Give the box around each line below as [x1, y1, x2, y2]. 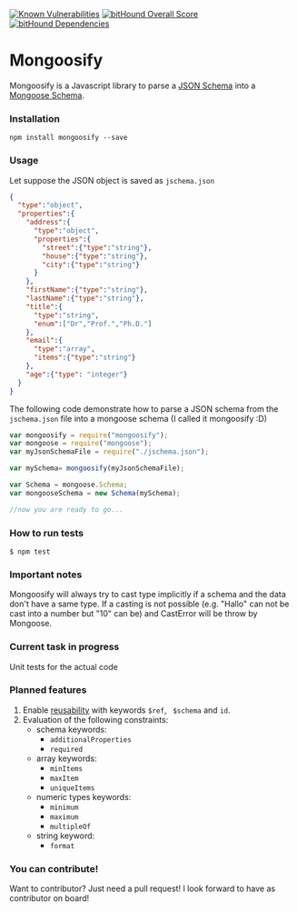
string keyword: [35, 830, 95, 841]
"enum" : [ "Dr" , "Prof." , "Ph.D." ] [33, 319, 153, 328]
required [49, 745, 84, 754]
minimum [49, 803, 79, 812]
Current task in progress [9, 641, 120, 654]
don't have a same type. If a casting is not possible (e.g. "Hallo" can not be [9, 598, 290, 609]
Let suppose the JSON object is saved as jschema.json [9, 175, 215, 185]
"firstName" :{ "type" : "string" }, [25, 285, 148, 295]
